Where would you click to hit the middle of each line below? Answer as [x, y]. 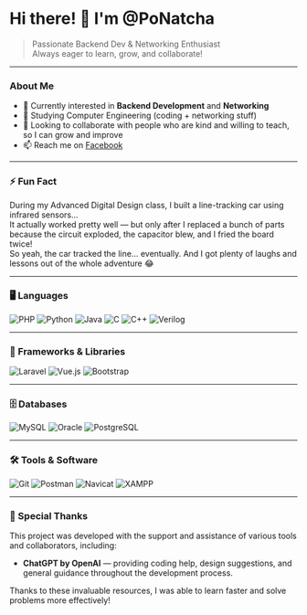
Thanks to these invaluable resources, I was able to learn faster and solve [148, 591]
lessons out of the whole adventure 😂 [82, 263]
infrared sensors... [44, 215]
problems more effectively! [60, 600]
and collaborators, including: [63, 546]
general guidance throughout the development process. [127, 573]
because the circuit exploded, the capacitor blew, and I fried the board [142, 234]
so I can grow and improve [73, 135]
